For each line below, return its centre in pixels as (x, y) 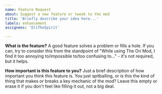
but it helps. (17, 61)
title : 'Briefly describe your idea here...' (52, 19)
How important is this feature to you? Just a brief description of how (75, 71)
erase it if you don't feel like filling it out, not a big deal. (60, 86)
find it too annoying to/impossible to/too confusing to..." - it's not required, (80, 56)
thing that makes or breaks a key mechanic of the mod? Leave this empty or (81, 81)
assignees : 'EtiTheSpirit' (32, 28)
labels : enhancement (26, 23)
